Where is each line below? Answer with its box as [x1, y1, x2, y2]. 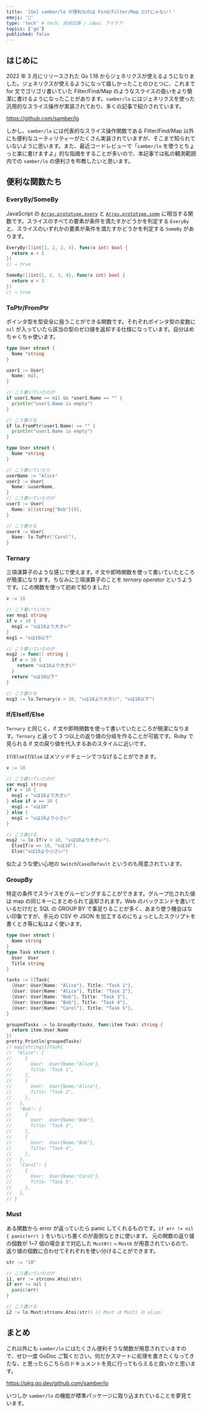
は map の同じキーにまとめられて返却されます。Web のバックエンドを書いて [6, 898, 196, 905]
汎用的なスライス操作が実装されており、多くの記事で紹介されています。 [6, 102, 185, 109]
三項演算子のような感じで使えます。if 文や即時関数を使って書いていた [6, 569, 179, 576]
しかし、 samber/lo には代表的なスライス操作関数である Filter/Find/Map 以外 [6, 127, 195, 134]
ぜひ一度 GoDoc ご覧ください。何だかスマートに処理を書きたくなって [16, 1352, 190, 1359]
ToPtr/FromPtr [6, 303, 49, 312]
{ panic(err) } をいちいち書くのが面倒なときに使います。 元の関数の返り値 [6, 1232, 195, 1239]
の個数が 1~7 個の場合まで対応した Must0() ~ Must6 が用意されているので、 [6, 1240, 192, 1247]
